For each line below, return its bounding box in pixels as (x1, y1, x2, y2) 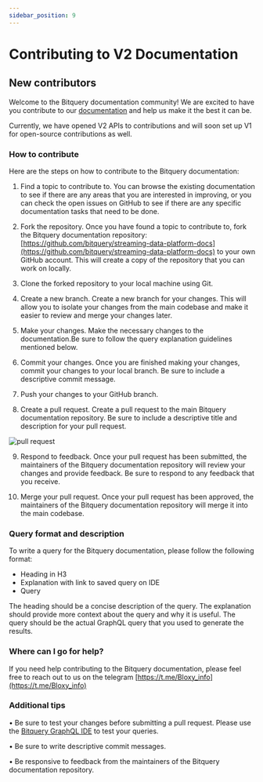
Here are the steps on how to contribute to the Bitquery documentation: (9, 166, 240, 176)
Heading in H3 (20, 569, 67, 579)
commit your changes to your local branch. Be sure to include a (20, 366, 225, 375)
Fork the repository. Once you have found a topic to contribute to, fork (20, 221, 247, 231)
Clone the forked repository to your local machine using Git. (20, 278, 214, 288)
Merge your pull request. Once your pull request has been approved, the (20, 492, 254, 501)
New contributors (9, 76, 97, 90)
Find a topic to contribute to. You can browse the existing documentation (20, 181, 255, 191)
